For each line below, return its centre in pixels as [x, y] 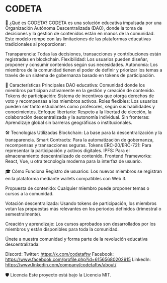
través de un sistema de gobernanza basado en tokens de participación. [80, 75]
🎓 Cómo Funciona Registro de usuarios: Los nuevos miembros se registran [84, 171]
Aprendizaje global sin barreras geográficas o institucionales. [69, 122]
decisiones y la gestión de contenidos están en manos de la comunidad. [80, 33]
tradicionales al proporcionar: [36, 44]
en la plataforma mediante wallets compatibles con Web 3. [66, 178]
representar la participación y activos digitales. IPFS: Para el [67, 150]
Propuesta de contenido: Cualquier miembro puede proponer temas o [77, 188]
